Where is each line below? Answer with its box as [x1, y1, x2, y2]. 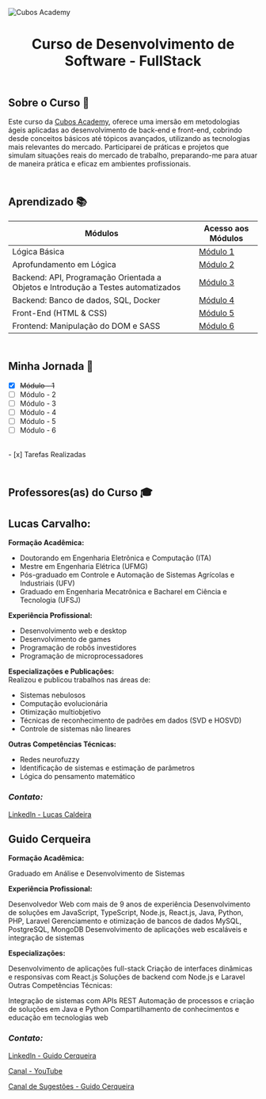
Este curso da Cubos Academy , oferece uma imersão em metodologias [8, 117, 240, 126]
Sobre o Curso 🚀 [8, 96, 89, 109]
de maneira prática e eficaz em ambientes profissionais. [8, 159, 192, 168]
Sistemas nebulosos [19, 690, 85, 700]
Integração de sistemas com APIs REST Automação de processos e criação [8, 996, 255, 1006]
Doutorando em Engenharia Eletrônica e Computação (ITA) [19, 553, 212, 563]
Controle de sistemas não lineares [19, 724, 131, 734]
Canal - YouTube [8, 1066, 63, 1075]
